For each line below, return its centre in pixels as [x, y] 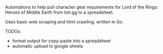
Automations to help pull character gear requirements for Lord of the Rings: [82, 7]
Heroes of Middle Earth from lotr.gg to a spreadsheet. [60, 12]
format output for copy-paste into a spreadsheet [61, 41]
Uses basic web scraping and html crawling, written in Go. [64, 22]
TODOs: [13, 31]
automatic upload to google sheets [48, 46]
